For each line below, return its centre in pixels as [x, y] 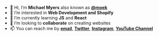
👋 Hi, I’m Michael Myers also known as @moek [59, 8]
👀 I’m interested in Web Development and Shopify [62, 13]
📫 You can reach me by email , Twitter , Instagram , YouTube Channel [81, 28]
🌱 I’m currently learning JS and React [48, 18]
